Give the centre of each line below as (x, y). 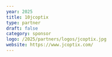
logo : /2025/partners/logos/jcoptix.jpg (57, 39)
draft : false (22, 28)
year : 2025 (19, 12)
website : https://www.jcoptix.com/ (50, 45)
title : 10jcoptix (27, 17)
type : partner (24, 23)
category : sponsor (29, 34)
